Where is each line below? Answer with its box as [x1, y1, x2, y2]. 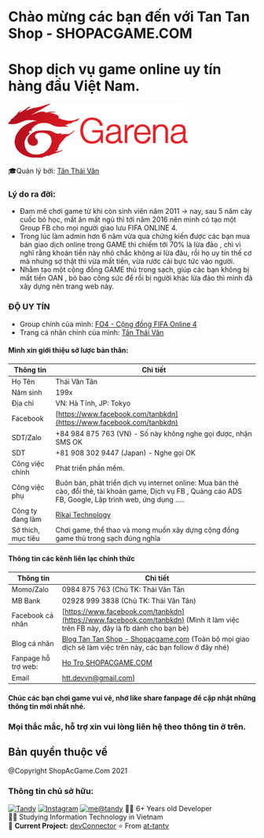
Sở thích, [11, 525, 41, 535]
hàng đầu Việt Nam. [8, 77, 140, 95]
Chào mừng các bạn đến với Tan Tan [8, 8, 250, 26]
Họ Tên [11, 377, 35, 386]
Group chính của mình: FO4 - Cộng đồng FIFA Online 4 [19, 319, 198, 329]
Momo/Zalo [11, 585, 49, 594]
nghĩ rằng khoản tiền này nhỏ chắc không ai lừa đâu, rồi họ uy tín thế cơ [19, 248, 252, 258]
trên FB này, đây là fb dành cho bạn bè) [61, 623, 190, 633]
